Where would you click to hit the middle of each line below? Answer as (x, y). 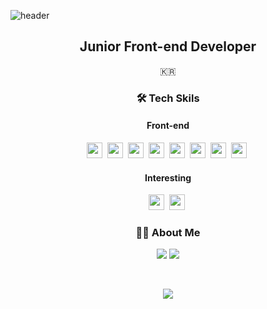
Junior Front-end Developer (168, 46)
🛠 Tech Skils (168, 98)
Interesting (168, 177)
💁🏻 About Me (168, 233)
